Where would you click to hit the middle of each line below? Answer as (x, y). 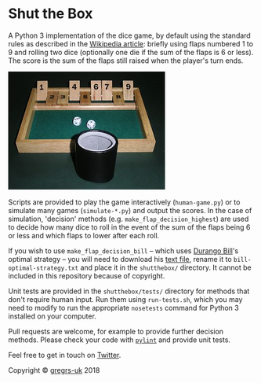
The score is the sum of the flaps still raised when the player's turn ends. (126, 61)
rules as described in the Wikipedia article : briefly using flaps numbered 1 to (130, 43)
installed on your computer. (52, 316)
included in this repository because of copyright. (87, 275)
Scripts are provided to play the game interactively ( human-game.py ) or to (124, 202)
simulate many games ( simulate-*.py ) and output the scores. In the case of (130, 210)
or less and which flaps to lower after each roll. (84, 235)
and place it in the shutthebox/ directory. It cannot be (166, 267)
